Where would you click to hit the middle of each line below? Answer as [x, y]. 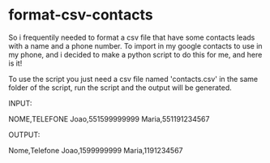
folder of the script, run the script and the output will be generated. [120, 88]
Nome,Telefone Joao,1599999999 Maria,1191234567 [96, 150]
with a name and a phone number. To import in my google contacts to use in [135, 45]
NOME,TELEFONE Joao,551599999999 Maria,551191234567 [109, 118]
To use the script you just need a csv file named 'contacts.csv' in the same [133, 79]
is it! [15, 63]
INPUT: [20, 103]
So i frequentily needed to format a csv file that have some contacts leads [132, 37]
